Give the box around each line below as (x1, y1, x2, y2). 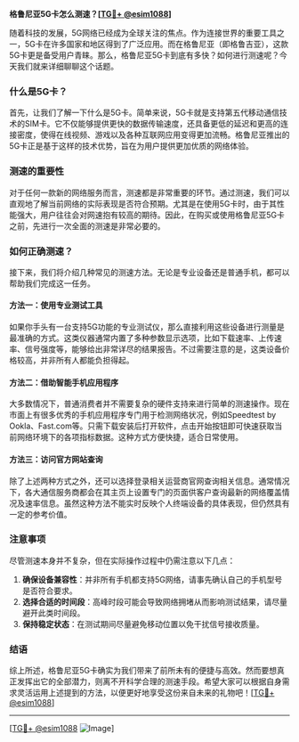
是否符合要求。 (21, 585, 77, 596)
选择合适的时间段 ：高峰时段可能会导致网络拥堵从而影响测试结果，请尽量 (21, 596, 287, 607)
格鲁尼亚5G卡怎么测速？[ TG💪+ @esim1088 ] (9, 9, 172, 19)
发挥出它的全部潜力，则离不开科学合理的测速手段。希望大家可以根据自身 (16, 676, 282, 687)
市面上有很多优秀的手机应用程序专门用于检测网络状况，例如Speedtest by (9, 410, 277, 420)
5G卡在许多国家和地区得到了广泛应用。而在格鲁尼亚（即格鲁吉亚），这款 (24, 39, 289, 49)
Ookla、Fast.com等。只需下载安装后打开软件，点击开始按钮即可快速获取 (9, 420, 275, 431)
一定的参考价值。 (9, 509, 72, 519)
